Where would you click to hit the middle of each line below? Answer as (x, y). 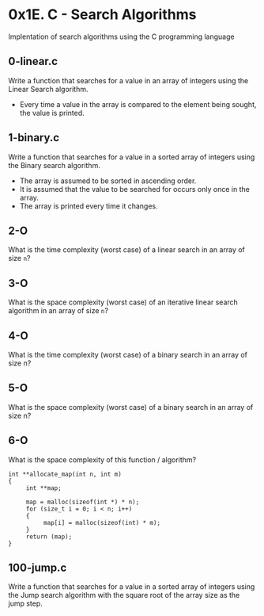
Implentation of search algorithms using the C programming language (121, 36)
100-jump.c (38, 568)
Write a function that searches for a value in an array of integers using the (128, 80)
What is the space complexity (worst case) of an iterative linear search (123, 302)
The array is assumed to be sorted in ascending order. (108, 181)
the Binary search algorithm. (54, 165)
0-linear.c (33, 61)
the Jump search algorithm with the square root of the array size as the (124, 595)
